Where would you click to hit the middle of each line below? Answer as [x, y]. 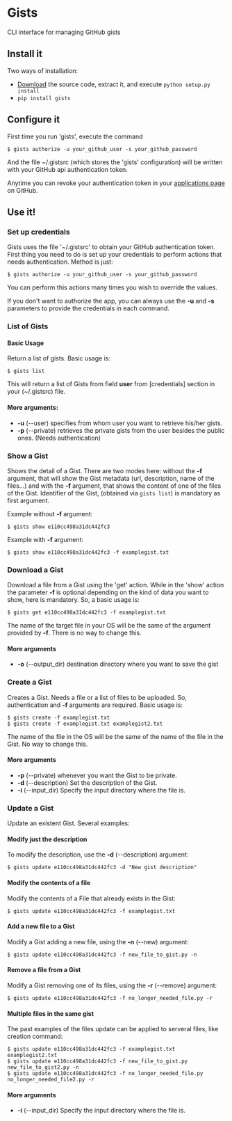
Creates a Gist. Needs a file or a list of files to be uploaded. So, [97, 697]
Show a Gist [28, 456]
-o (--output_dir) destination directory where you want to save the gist [118, 664]
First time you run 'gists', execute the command [75, 136]
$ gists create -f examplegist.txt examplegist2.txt [85, 724]
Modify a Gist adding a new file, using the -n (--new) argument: [98, 941]
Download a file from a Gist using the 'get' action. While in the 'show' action [116, 585]
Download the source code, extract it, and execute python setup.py [114, 84]
